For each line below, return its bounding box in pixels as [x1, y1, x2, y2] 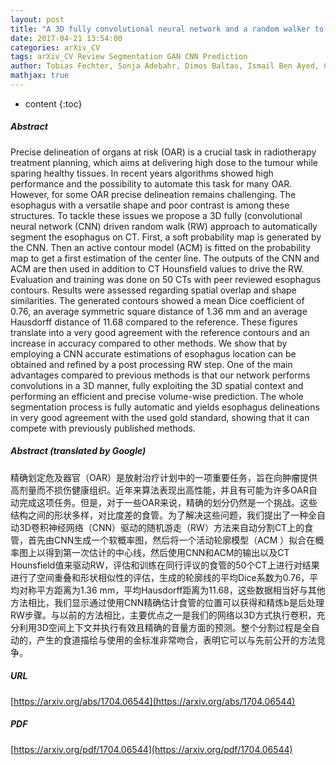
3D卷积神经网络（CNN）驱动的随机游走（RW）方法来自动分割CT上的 [18, 521, 305, 533]
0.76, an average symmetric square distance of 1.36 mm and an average [10, 305, 308, 317]
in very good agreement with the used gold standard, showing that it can [10, 411, 310, 423]
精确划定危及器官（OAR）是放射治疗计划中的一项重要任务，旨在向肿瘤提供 [10, 471, 318, 483]
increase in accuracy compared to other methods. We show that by [10, 337, 288, 349]
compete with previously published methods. [10, 422, 196, 434]
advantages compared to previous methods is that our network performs [10, 369, 311, 381]
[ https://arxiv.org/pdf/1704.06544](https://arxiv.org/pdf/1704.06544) [10, 743, 293, 755]
